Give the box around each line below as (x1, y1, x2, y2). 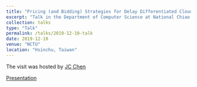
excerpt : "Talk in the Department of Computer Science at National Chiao (6, 14, 191, 20)
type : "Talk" (6, 25, 38, 31)
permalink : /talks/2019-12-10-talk (6, 31, 93, 36)
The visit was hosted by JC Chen (6, 63, 86, 70)
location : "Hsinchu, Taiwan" (6, 47, 77, 53)
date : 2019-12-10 (6, 36, 49, 42)
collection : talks (6, 19, 51, 25)
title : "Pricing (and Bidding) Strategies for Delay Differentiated (6, 8, 177, 15)
